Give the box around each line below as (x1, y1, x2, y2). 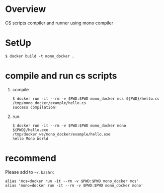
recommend (5, 153, 56, 164)
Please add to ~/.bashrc (5, 169, 55, 175)
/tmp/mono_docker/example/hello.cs (12, 100, 86, 105)
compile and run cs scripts (5, 70, 117, 81)
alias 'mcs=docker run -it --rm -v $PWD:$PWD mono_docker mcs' (5, 179, 139, 184)
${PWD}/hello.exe (12, 128, 49, 132)
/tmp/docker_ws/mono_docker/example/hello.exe (12, 131, 111, 137)
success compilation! (12, 105, 57, 110)
